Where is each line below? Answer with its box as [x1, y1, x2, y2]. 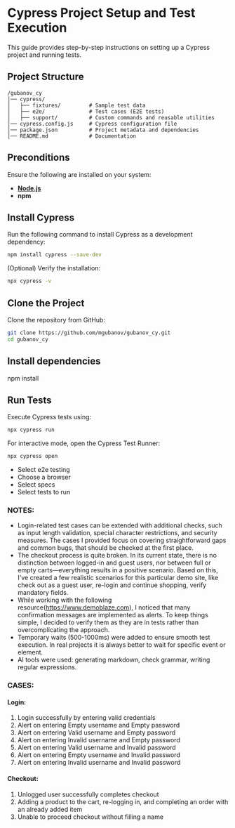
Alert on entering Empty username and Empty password [17, 721, 180, 730]
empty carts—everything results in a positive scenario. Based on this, [17, 566, 219, 574]
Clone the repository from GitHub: [7, 315, 105, 324]
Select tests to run [17, 488, 71, 497]
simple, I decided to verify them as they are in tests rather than [17, 618, 199, 626]
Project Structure [7, 71, 84, 83]
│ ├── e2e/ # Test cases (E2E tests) [7, 107, 165, 115]
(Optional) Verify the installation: [7, 264, 101, 272]
